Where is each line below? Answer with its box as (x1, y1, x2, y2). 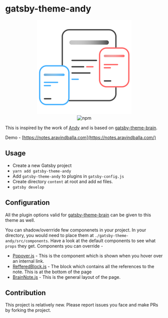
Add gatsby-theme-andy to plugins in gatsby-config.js (12, 173, 124, 179)
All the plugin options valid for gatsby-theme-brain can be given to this (5, 212, 151, 218)
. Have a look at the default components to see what (48, 237, 156, 244)
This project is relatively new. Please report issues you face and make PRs (5, 302, 158, 308)
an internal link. (12, 258, 44, 264)
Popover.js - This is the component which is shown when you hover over (12, 253, 163, 259)
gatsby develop (12, 185, 45, 190)
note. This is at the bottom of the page (12, 269, 92, 275)
